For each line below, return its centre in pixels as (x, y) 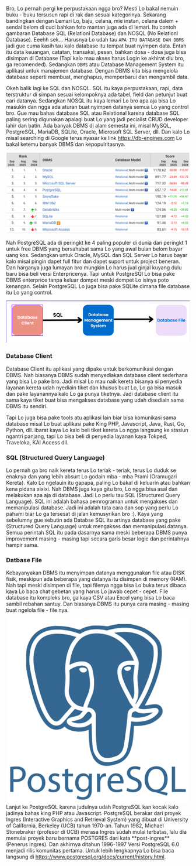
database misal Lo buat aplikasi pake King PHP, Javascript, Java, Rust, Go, (96, 423)
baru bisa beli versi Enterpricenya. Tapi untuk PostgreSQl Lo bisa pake (90, 273)
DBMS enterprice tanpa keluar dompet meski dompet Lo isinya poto (87, 280)
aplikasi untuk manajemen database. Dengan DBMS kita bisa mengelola (92, 71)
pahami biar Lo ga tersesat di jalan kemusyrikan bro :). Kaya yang (85, 514)
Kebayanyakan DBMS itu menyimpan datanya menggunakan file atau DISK (95, 573)
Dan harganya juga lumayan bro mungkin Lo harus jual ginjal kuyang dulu (94, 267)
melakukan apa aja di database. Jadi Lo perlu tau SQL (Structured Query (93, 495)
